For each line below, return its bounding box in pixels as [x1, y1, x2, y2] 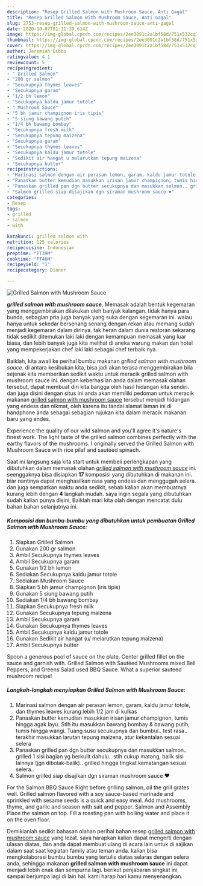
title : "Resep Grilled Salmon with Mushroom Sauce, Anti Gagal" [7, 15, 172, 21]
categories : [7, 194, 37, 200]
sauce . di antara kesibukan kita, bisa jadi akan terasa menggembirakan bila [7, 364, 193, 371]
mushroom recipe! [7, 672, 52, 679]
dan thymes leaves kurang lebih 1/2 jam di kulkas [15, 708, 137, 715]
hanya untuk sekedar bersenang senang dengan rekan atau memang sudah [7, 320, 195, 327]
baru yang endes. [7, 415, 51, 422]
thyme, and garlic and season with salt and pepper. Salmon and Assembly [7, 803, 190, 810]
